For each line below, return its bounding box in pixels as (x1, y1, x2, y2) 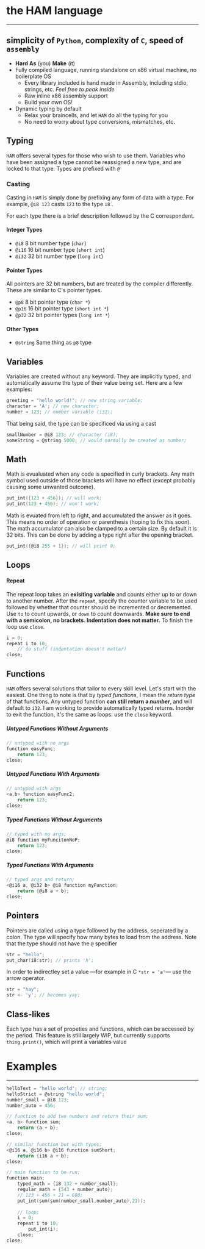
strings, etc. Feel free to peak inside (24, 85, 115, 93)
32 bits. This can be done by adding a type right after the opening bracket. (6, 531, 194, 539)
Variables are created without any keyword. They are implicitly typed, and (6, 373, 192, 380)
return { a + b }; (17, 1125, 59, 1131)
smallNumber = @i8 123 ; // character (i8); (6, 431, 119, 438)
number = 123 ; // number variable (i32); (6, 409, 113, 415)
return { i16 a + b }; (17, 1153, 70, 1159)
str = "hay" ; (6, 986, 40, 993)
